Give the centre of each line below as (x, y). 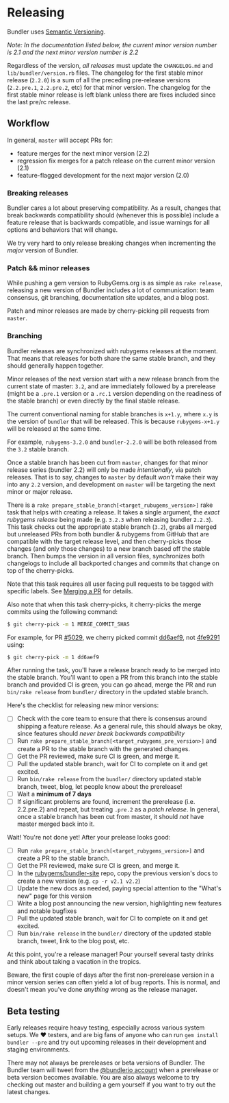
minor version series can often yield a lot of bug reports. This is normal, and (114, 982)
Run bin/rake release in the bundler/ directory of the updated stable (114, 934)
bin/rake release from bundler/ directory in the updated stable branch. (108, 692)
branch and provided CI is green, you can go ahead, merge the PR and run (112, 685)
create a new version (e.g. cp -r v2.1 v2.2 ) (79, 881)
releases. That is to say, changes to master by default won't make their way (113, 477)
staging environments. (39, 1049)
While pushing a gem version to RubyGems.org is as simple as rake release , (115, 283)
